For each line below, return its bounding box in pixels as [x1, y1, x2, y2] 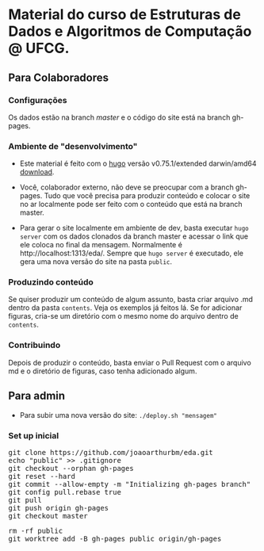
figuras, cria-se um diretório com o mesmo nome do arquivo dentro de [8, 312, 239, 321]
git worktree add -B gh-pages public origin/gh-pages [8, 534, 222, 543]
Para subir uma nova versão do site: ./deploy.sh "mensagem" [19, 410, 218, 419]
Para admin [8, 389, 66, 403]
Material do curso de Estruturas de [8, 6, 242, 24]
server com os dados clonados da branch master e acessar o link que [19, 231, 248, 241]
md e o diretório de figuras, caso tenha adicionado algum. [8, 366, 197, 376]
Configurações [8, 94, 67, 105]
